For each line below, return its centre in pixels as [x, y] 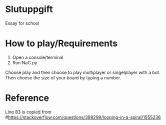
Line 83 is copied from [28, 112]
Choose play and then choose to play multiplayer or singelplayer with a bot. [83, 72]
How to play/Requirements [61, 43]
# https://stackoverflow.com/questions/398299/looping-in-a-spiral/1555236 [83, 117]
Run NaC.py [25, 62]
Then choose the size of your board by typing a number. [63, 78]
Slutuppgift [29, 9]
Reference [27, 98]
